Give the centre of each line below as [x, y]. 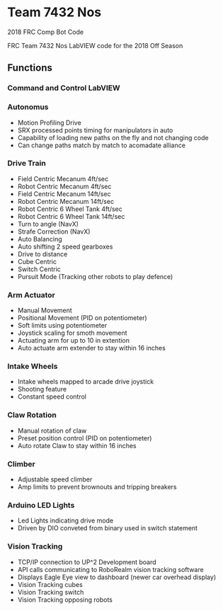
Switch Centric [39, 269]
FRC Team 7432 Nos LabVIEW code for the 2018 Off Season [95, 45]
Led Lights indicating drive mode [65, 520]
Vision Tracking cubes [50, 584]
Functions [30, 68]
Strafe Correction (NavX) [54, 232]
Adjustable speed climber [55, 479]
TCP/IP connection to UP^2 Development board [87, 562]
